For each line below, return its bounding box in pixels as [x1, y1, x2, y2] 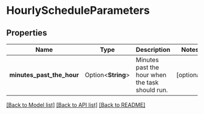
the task [135, 78, 159, 86]
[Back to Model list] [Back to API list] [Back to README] [6, 101, 146, 109]
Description [135, 46, 171, 54]
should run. [135, 86, 168, 94]
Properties [6, 28, 47, 38]
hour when [135, 71, 167, 79]
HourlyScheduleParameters [6, 4, 150, 17]
